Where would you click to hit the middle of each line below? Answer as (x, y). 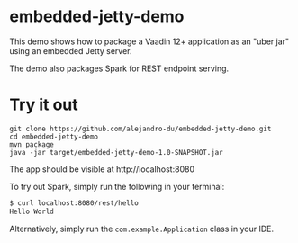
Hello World (32, 211)
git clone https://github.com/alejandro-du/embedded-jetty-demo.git (140, 129)
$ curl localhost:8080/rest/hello (74, 203)
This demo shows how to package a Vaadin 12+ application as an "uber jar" (149, 41)
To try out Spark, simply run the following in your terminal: (117, 186)
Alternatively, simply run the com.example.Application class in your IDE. (142, 229)
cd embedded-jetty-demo (54, 137)
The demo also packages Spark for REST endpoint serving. (119, 68)
